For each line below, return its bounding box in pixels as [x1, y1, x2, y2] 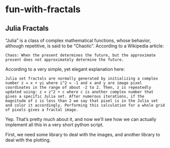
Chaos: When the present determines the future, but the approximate [5, 53, 156, 58]
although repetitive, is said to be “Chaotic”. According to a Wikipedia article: [5, 43, 164, 49]
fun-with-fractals [5, 4, 81, 15]
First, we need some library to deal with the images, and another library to [5, 132, 160, 137]
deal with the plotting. [5, 137, 51, 143]
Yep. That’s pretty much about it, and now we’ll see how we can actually [5, 116, 157, 122]
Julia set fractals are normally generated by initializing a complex [5, 76, 158, 81]
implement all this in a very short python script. [5, 121, 104, 128]
